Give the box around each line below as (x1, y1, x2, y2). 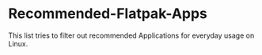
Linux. (8, 38, 28, 48)
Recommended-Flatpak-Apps (8, 5, 208, 23)
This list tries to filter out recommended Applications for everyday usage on (8, 31, 255, 40)
